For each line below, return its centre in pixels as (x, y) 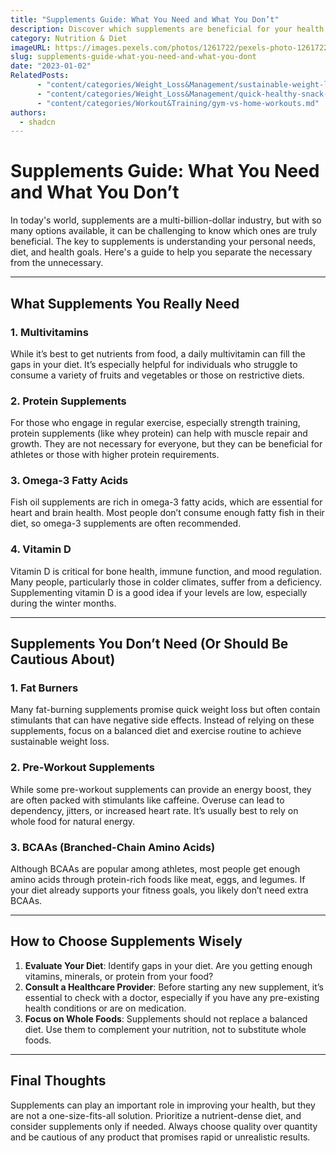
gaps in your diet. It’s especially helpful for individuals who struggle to (154, 364)
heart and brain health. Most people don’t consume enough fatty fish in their (167, 513)
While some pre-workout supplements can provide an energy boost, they (161, 789)
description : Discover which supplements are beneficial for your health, (169, 29)
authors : (28, 112)
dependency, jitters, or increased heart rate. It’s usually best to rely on (154, 810)
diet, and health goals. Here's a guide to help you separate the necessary (161, 252)
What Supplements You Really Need (125, 303)
